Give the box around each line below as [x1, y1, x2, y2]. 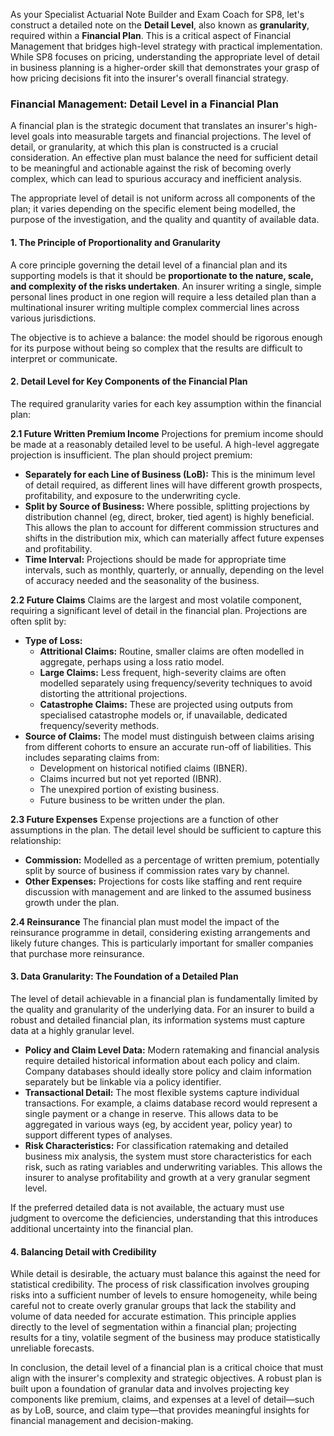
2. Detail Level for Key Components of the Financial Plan [10, 375, 248, 388]
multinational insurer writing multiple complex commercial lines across [10, 301, 300, 313]
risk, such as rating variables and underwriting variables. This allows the [24, 1160, 323, 1173]
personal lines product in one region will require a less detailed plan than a [10, 290, 317, 303]
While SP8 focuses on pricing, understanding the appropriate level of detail [10, 51, 320, 63]
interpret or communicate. [10, 352, 118, 364]
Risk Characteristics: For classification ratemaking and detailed [24, 1139, 289, 1151]
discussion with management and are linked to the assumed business [24, 885, 312, 898]
